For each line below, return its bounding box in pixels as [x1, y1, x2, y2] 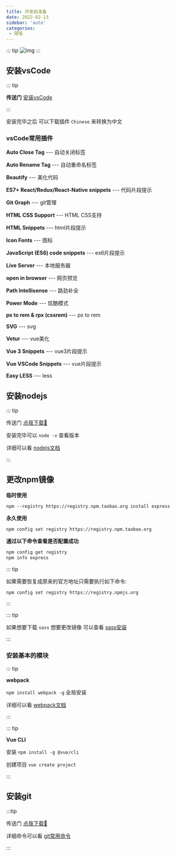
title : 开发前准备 [6, 8, 47, 15]
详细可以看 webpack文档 [6, 701, 67, 708]
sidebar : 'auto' [6, 20, 46, 25]
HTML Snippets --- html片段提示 [6, 224, 87, 231]
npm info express [6, 555, 49, 561]
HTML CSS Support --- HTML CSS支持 [6, 211, 102, 219]
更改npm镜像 [6, 475, 54, 485]
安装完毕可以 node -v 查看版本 [6, 432, 80, 439]
